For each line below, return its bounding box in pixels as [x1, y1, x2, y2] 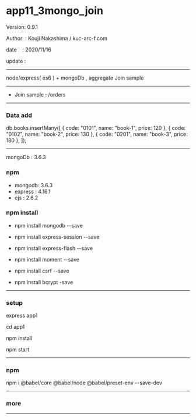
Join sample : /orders [14, 91, 66, 98]
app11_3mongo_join [6, 4, 104, 18]
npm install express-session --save [14, 233, 100, 240]
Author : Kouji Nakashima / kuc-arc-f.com [6, 35, 108, 42]
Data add [6, 111, 32, 119]
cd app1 [6, 323, 25, 331]
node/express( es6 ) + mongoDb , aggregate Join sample [6, 74, 144, 81]
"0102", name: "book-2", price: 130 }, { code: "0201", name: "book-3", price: [6, 130, 188, 138]
